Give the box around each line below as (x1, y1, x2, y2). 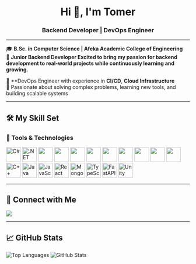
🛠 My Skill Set (6, 113, 60, 123)
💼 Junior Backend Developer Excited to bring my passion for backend (6, 54, 178, 61)
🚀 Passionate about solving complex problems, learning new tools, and (6, 84, 176, 91)
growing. (6, 66, 29, 73)
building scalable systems (6, 90, 68, 97)
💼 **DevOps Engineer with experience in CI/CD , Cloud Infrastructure (6, 77, 175, 84)
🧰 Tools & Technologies (6, 133, 74, 142)
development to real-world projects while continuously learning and (6, 60, 175, 67)
